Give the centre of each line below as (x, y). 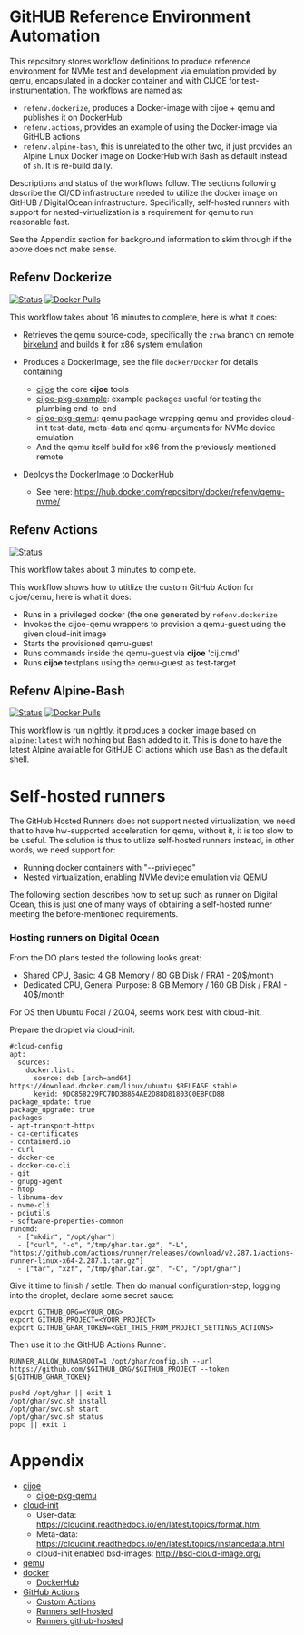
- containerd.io (40, 1141)
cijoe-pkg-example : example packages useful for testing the (149, 399)
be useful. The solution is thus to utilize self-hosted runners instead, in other (152, 841)
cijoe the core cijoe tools (83, 389)
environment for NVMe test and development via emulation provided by (143, 71)
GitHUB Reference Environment (130, 17)
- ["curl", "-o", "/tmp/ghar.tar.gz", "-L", (103, 1245)
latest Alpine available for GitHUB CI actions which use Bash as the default (148, 750)
